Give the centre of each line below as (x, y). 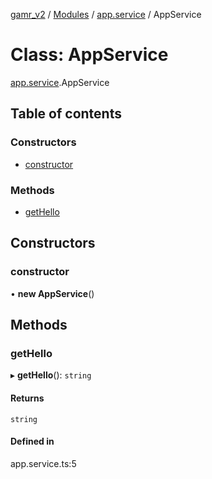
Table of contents (66, 114)
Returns (27, 398)
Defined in (32, 441)
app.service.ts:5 (43, 463)
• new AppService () (52, 293)
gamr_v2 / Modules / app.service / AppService (106, 14)
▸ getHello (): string (51, 375)
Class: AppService (89, 55)
